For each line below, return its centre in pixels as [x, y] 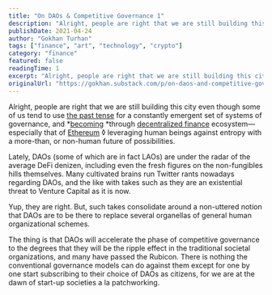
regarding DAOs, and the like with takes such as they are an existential [125, 182]
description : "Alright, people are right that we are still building [128, 23]
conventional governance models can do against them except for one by [129, 265]
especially [25, 132]
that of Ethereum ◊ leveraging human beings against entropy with [153, 132]
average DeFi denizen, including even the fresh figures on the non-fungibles [136, 165]
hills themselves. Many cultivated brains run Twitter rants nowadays [121, 174]
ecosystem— [234, 124]
